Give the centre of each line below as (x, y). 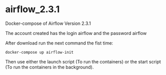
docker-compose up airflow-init (39, 52)
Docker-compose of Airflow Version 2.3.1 (48, 23)
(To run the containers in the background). (49, 67)
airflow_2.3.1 (32, 9)
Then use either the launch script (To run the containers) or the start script (83, 61)
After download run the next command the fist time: (59, 43)
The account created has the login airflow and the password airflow (76, 33)
